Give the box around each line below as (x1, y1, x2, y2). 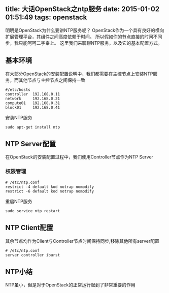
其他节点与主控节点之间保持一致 (18, 77, 85, 83)
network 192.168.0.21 (5, 96, 60, 101)
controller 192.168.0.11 (5, 91, 60, 96)
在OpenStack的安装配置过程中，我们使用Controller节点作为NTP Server (5, 154, 154, 160)
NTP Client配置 (5, 223, 53, 232)
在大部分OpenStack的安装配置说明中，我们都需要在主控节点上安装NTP (5, 71, 153, 77)
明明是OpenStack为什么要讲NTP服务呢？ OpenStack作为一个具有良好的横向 (5, 27, 164, 33)
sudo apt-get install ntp (5, 124, 60, 129)
